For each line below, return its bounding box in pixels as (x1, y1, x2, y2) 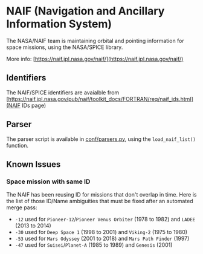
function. (6, 142, 29, 149)
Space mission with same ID (6, 177, 91, 186)
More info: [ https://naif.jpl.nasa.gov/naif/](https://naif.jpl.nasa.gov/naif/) (6, 55, 184, 62)
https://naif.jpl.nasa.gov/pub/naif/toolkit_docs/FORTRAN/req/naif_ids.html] (8, 95, 193, 102)
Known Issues (6, 159, 61, 169)
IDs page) (22, 102, 47, 109)
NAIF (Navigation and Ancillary (6, 4, 165, 18)
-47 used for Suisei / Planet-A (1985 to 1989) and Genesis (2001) (14, 241, 173, 249)
